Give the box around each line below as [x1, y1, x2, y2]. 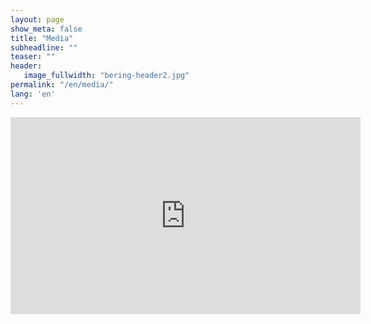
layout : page [10, 14, 65, 25]
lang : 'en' [10, 89, 56, 99]
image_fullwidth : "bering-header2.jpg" [23, 71, 190, 81]
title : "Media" [10, 33, 74, 43]
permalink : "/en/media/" [10, 80, 114, 90]
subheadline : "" [10, 42, 78, 53]
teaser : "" [10, 52, 56, 62]
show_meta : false [10, 24, 83, 34]
